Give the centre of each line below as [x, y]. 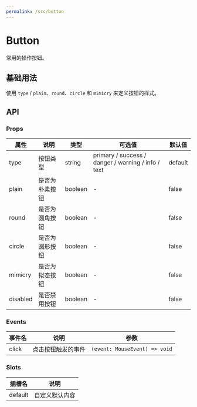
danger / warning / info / [126, 163]
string [73, 163]
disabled [21, 299]
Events [16, 322]
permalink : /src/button [35, 11]
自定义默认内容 [55, 395]
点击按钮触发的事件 [59, 349]
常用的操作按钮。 [27, 58]
